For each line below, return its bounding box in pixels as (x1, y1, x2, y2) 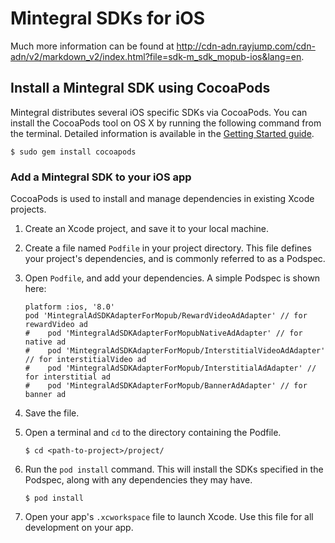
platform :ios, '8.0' (24, 302, 115, 312)
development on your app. (24, 522, 134, 534)
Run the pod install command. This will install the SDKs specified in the (24, 463, 324, 476)
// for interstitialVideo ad (24, 355, 147, 365)
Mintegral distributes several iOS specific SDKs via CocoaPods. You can (10, 106, 308, 118)
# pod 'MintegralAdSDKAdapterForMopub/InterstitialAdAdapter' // (24, 363, 317, 374)
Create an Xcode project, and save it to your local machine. (24, 223, 270, 235)
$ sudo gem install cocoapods (10, 147, 137, 157)
